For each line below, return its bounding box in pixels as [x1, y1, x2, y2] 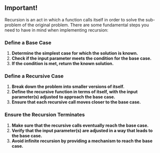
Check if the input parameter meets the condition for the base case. [11, 55, 152, 61]
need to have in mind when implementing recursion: [4, 27, 109, 33]
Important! [4, 4, 37, 12]
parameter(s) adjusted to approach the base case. [11, 94, 115, 100]
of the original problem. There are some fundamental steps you [22, 22, 149, 28]
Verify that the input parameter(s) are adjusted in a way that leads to [11, 127, 153, 133]
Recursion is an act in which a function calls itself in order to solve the [4, 17, 144, 22]
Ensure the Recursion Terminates [4, 111, 85, 118]
